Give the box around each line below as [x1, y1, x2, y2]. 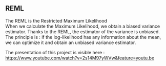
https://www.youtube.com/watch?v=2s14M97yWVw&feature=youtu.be [5, 55, 155, 61]
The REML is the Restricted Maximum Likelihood [5, 17, 108, 24]
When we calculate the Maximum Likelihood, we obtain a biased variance [5, 23, 160, 29]
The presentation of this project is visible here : [5, 49, 105, 55]
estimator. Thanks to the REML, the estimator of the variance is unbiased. [5, 28, 160, 35]
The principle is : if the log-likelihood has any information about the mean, [5, 34, 161, 40]
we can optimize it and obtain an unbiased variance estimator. [5, 39, 136, 46]
